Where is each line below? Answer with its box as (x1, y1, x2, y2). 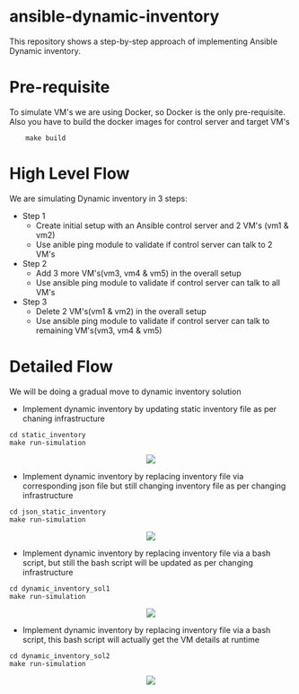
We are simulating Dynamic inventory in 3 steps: (9, 193, 189, 204)
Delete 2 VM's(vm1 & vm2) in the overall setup (35, 305, 207, 316)
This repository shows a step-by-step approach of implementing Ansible (9, 36, 278, 47)
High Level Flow (9, 163, 130, 184)
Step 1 (22, 210, 46, 221)
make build (25, 133, 66, 143)
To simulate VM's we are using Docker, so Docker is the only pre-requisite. (9, 106, 286, 118)
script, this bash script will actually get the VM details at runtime (22, 634, 260, 645)
